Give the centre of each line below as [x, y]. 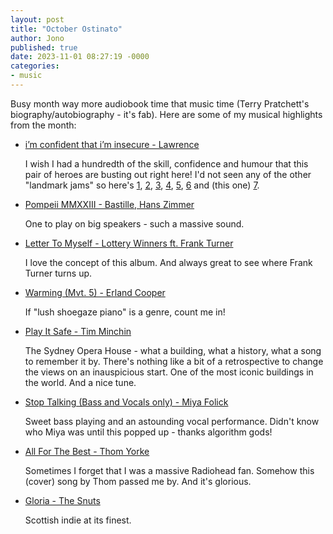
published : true [44, 47]
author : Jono [37, 38]
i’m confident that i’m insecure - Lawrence [112, 144]
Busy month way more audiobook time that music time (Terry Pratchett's [160, 103]
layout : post [37, 19]
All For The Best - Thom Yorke [87, 451]
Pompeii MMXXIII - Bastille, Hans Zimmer [109, 204]
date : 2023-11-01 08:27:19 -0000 [80, 57]
